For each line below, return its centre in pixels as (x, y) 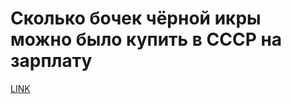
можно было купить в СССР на (146, 39)
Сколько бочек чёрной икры (136, 18)
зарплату (51, 61)
